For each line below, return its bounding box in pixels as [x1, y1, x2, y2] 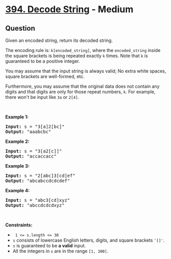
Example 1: [5, 114, 29, 120]
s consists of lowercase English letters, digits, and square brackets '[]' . [12, 237, 165, 243]
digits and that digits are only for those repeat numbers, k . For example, [5, 89, 156, 95]
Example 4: [5, 188, 30, 193]
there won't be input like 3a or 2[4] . [5, 94, 80, 100]
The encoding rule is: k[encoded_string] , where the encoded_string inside [5, 47, 161, 53]
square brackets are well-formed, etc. [5, 73, 85, 80]
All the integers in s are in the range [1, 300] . [12, 248, 109, 254]
